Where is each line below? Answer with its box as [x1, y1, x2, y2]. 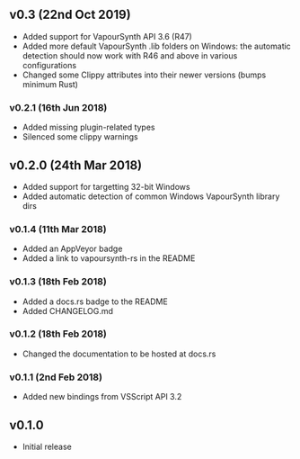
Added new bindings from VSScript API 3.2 [22, 391, 182, 402]
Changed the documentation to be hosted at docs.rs [22, 348, 216, 359]
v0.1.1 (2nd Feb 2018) [9, 371, 103, 383]
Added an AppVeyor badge [22, 243, 123, 255]
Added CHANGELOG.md [22, 305, 114, 316]
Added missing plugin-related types [22, 121, 155, 133]
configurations [22, 59, 77, 70]
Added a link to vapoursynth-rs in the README [22, 253, 196, 264]
